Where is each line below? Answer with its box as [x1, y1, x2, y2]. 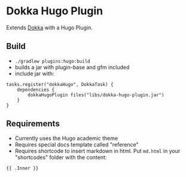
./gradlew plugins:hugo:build [14, 58, 91, 64]
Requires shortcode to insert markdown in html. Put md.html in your [14, 147, 181, 154]
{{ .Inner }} [6, 165, 39, 171]
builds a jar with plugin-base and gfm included [14, 63, 130, 71]
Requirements [6, 118, 60, 129]
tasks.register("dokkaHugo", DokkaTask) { [6, 81, 114, 87]
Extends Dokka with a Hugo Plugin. [6, 24, 93, 31]
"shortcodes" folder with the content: [14, 154, 107, 161]
